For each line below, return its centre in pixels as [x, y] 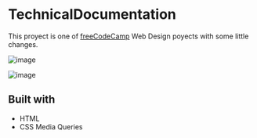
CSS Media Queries [51, 126]
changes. [23, 44]
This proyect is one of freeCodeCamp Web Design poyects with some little [128, 36]
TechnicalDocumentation [92, 15]
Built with [32, 100]
